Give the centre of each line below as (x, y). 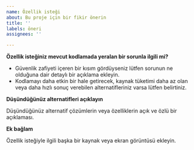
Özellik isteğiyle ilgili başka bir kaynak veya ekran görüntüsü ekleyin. (91, 141)
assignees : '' (24, 34)
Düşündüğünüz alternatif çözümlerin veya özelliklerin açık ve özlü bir (92, 111)
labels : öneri (24, 29)
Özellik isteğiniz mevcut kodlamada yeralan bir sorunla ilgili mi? (87, 57)
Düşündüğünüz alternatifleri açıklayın (55, 99)
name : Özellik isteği (33, 12)
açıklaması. (20, 117)
